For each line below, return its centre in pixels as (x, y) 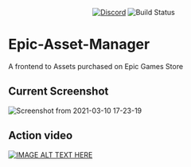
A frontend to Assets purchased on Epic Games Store (96, 66)
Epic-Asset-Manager (79, 45)
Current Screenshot (58, 91)
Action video (41, 136)
